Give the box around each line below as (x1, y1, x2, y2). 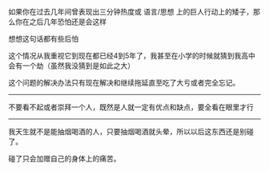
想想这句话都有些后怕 (8, 34, 78, 43)
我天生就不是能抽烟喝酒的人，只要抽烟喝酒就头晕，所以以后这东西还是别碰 (8, 127, 254, 136)
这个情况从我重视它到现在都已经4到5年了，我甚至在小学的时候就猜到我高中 (8, 51, 256, 60)
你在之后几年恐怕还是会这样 (14, 17, 106, 26)
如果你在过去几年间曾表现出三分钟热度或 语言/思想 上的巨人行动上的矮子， (8, 7, 254, 16)
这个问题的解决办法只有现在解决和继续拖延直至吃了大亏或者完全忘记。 (8, 78, 240, 87)
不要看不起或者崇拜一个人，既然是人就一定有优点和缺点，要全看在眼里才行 (8, 102, 254, 112)
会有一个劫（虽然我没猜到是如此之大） (8, 61, 134, 70)
